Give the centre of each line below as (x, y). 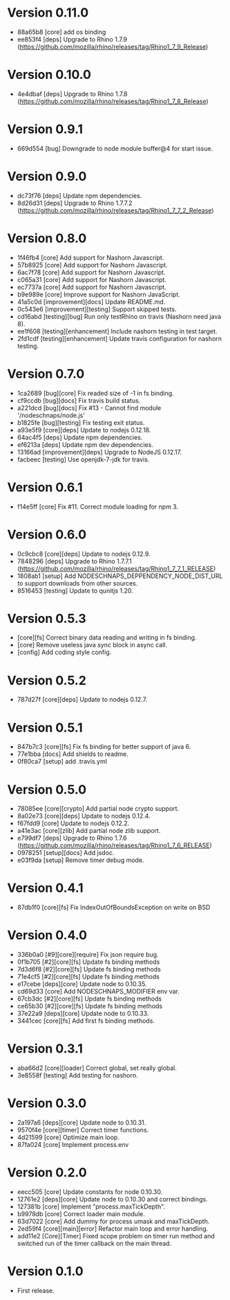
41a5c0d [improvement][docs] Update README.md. (91, 301)
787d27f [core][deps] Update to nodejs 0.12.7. (82, 700)
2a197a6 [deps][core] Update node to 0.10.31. (82, 1123)
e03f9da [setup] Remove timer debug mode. (80, 860)
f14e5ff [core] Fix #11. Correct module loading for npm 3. (97, 507)
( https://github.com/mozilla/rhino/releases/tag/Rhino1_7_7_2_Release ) (115, 210)
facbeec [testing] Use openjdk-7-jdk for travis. (83, 459)
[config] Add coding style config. (64, 652)
